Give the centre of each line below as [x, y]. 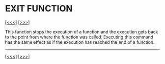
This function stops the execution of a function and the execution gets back [82, 32]
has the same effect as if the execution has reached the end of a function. [80, 42]
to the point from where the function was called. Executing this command [79, 37]
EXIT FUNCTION [39, 9]
